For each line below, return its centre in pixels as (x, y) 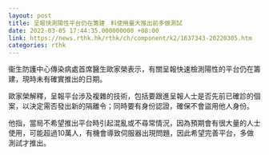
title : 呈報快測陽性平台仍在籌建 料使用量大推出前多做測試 (95, 23)
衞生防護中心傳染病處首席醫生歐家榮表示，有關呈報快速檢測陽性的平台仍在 (131, 70)
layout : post (30, 16)
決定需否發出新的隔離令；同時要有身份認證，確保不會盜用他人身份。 (141, 106)
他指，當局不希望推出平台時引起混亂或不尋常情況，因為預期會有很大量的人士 (134, 123)
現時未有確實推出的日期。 (64, 79)
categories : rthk (37, 46)
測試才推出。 (29, 143)
